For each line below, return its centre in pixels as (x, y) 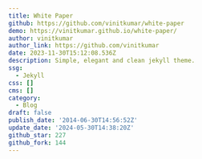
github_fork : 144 (37, 143)
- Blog (26, 105)
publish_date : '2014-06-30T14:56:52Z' (73, 120)
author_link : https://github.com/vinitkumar (84, 46)
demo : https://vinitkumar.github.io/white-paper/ (93, 31)
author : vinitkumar (41, 38)
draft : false (30, 113)
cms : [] (21, 90)
